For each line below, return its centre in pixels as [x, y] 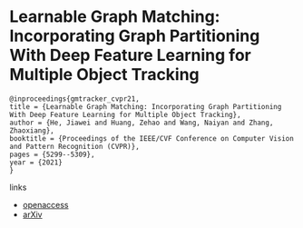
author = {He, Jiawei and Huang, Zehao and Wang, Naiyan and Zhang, [142, 123]
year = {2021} [36, 162]
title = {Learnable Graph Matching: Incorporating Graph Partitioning [146, 106]
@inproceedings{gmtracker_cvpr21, [75, 99]
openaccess [45, 204]
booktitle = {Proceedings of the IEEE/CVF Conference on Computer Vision [152, 138]
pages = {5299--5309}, [52, 154]
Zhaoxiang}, [32, 130]
